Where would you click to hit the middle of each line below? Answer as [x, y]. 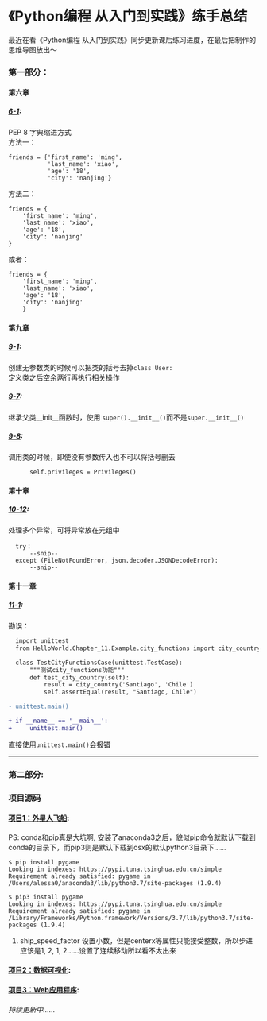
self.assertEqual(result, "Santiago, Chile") [120, 692]
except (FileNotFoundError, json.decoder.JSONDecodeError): [117, 561]
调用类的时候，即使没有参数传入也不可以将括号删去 [92, 457]
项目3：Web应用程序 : [44, 990]
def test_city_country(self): [79, 677]
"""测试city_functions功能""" [77, 670]
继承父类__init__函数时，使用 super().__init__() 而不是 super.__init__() [126, 417]
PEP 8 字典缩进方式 [40, 133]
